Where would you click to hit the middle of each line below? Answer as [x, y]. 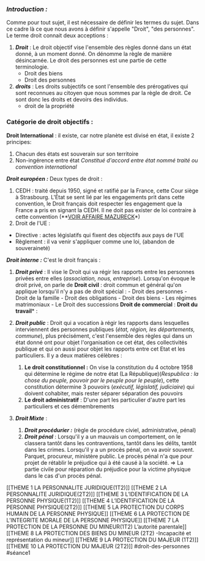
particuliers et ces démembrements [69, 406]
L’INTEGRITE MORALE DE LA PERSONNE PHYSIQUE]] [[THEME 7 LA [93, 520]
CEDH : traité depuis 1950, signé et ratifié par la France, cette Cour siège [107, 190]
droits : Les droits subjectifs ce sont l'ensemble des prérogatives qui [102, 86]
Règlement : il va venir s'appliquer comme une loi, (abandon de [95, 242]
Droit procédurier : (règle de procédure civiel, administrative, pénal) [110, 430]
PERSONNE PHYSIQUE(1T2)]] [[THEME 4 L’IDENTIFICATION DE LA [91, 500]
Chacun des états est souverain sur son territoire [77, 154]
